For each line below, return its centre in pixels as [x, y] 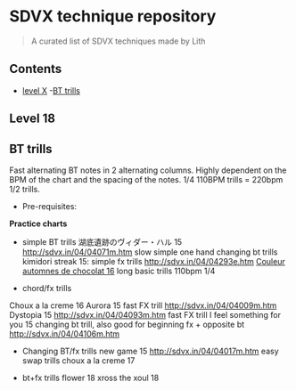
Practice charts [38, 223]
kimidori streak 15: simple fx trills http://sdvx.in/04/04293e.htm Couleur [153, 261]
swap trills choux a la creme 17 [78, 360]
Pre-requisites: [49, 206]
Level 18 [33, 119]
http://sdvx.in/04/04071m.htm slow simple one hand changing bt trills [150, 252]
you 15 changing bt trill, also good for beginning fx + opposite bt [127, 324]
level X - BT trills [51, 90]
